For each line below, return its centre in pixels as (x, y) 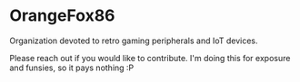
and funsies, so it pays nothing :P (72, 68)
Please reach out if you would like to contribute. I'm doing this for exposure (150, 58)
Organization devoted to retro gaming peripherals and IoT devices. (134, 41)
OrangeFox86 (62, 16)
